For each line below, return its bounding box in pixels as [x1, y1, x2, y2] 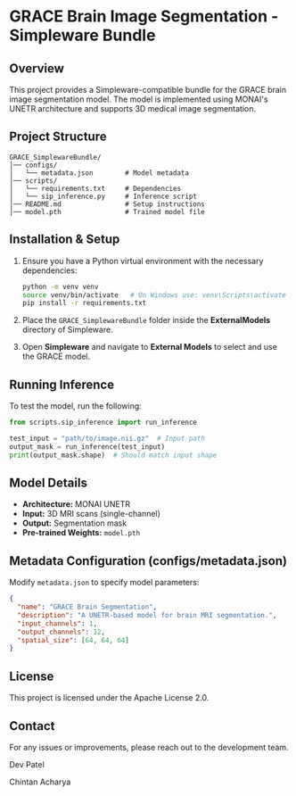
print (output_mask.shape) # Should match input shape [9, 451, 218, 460]
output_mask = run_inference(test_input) [9, 442, 166, 452]
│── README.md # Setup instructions [9, 199, 205, 209]
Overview [9, 61, 65, 76]
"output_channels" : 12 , [17, 627, 105, 636]
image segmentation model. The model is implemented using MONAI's [9, 94, 269, 104]
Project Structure [9, 129, 107, 145]
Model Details [9, 475, 87, 490]
